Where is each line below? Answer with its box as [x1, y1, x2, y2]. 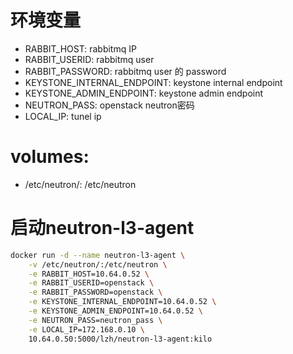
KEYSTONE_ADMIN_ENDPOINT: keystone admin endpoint [24, 87, 264, 99]
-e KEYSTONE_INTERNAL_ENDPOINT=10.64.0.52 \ [28, 297, 217, 307]
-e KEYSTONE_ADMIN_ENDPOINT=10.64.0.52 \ [28, 306, 203, 316]
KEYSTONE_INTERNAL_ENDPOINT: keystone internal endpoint [24, 76, 283, 88]
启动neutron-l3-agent [10, 217, 195, 240]
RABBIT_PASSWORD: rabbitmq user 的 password [24, 65, 227, 77]
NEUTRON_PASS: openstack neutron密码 [24, 99, 195, 111]
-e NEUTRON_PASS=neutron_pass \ [28, 315, 163, 325]
